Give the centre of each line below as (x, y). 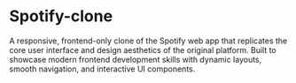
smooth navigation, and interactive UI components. (102, 69)
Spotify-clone (61, 16)
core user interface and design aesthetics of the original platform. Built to (143, 49)
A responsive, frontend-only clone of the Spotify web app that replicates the (148, 41)
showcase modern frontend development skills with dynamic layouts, (136, 59)
